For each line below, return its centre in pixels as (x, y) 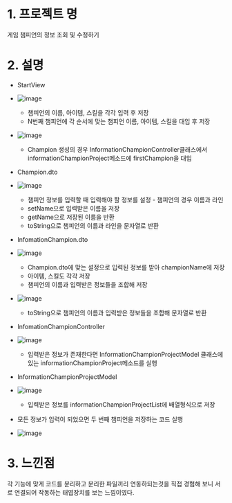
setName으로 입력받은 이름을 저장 (74, 208)
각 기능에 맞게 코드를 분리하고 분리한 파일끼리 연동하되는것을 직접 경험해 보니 (110, 484)
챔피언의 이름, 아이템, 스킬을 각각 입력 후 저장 (88, 112)
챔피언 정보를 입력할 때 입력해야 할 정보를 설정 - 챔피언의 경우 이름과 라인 (125, 200)
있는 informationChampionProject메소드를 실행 (92, 363)
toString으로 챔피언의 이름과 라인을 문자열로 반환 (93, 225)
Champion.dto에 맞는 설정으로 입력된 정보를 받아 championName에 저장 (126, 267)
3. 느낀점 (31, 463)
